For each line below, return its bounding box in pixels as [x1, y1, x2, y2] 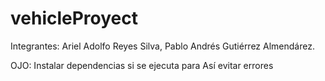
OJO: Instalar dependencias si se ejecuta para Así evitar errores [10, 59, 274, 71]
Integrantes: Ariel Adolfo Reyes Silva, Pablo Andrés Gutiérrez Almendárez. [10, 40, 315, 52]
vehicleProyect [10, 7, 139, 30]
